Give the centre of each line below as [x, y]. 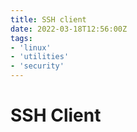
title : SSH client [48, 19]
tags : [21, 38]
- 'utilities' [40, 57]
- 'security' [37, 66]
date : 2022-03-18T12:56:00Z [69, 29]
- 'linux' [31, 47]
